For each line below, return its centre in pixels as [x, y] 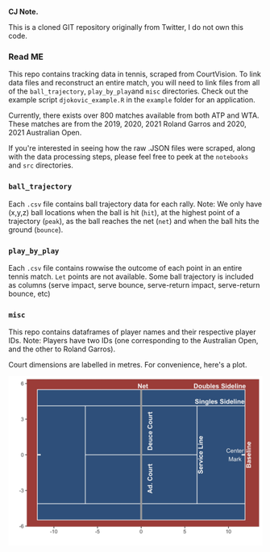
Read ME [26, 56]
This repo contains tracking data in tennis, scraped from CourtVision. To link [135, 74]
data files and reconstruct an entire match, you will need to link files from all [134, 83]
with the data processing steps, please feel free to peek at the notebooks [129, 157]
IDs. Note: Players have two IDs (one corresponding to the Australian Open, [133, 341]
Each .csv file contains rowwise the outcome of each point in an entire [125, 268]
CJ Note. [23, 12]
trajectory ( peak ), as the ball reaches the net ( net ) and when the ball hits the [134, 221]
